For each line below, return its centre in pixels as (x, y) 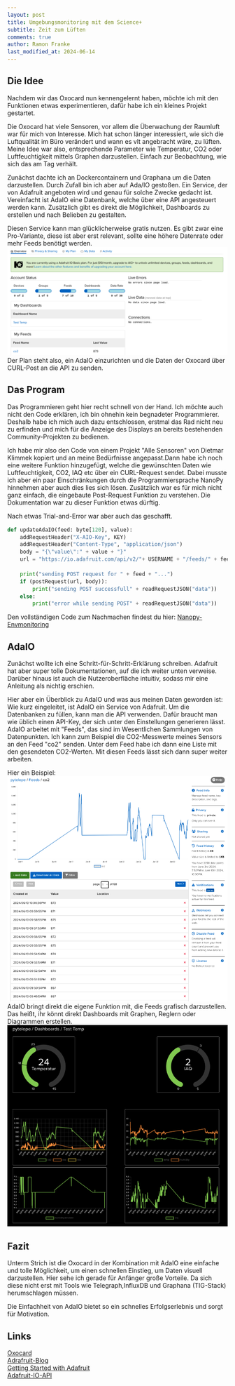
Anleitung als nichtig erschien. (51, 686)
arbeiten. (20, 759)
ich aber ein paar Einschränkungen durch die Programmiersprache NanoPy (115, 480)
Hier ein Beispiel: (31, 773)
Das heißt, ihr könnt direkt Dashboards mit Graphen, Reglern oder (102, 1013)
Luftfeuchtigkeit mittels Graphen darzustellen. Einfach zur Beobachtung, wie (117, 156)
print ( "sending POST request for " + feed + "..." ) (97, 574)
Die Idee (26, 81)
